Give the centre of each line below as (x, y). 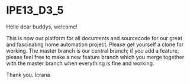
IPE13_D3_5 (35, 10)
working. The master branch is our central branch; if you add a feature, (93, 50)
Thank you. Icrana (28, 75)
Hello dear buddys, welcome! (42, 27)
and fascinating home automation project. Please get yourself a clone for (95, 44)
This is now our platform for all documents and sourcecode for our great (94, 38)
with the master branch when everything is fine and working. (80, 63)
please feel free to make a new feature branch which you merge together (95, 57)
